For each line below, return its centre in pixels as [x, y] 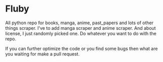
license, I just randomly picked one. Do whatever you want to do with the [81, 33]
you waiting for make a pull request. [42, 54]
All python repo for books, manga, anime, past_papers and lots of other [79, 23]
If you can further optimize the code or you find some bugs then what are [82, 48]
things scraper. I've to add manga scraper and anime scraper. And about [80, 28]
